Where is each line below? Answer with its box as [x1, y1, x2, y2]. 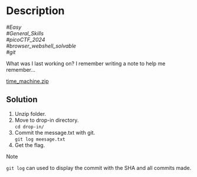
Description [6, 4, 65, 18]
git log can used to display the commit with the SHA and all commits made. [6, 164, 192, 171]
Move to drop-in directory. [14, 116, 79, 123]
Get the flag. [14, 141, 45, 148]
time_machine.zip [6, 78, 49, 85]
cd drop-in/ [14, 123, 44, 130]
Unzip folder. [14, 110, 46, 117]
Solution [6, 95, 38, 105]
